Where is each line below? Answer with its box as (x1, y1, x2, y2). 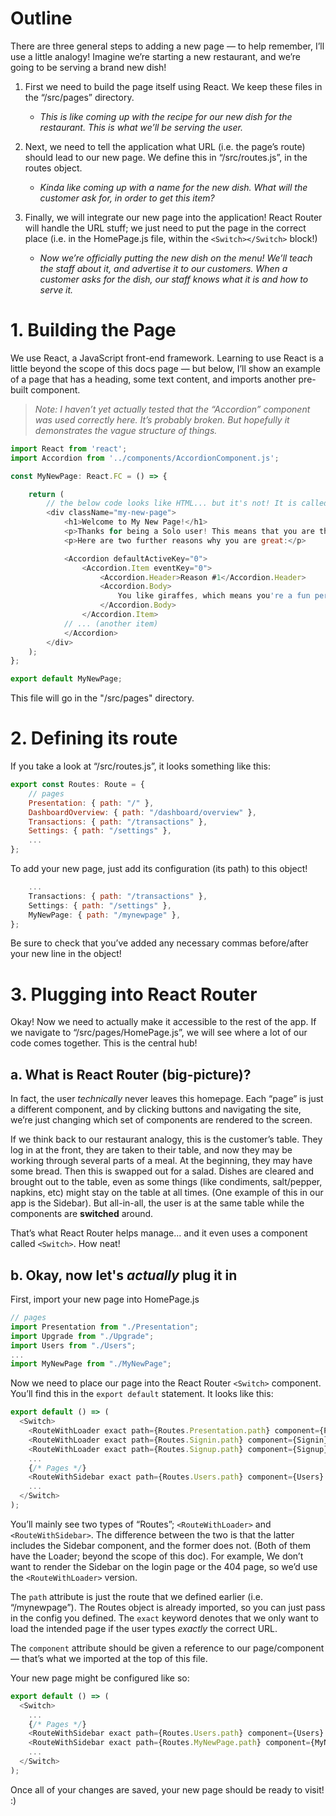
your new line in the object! (10, 948, 122, 960)
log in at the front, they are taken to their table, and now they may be (10, 1144, 293, 1156)
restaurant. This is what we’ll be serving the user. (39, 121, 243, 133)
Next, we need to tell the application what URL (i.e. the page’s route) (24, 140, 306, 152)
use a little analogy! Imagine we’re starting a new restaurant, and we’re (10, 50, 302, 62)
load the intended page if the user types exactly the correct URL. (10, 1622, 278, 1634)
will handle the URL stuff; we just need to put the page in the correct (24, 222, 307, 234)
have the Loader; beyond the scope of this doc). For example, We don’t (10, 1550, 304, 1562)
